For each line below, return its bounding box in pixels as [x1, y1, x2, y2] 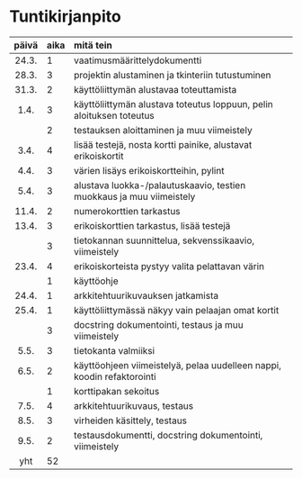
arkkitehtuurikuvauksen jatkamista [73, 289, 218, 302]
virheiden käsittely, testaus [73, 414, 187, 427]
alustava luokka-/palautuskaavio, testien [73, 178, 246, 191]
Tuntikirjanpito [9, 6, 121, 27]
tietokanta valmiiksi [73, 344, 155, 357]
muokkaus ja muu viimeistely [73, 190, 196, 203]
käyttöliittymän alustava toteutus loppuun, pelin [73, 97, 273, 110]
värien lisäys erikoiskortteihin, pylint [73, 164, 225, 176]
